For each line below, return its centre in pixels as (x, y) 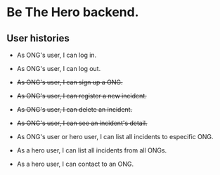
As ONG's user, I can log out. (59, 69)
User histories (38, 38)
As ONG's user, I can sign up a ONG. (70, 82)
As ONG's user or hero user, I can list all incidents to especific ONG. (115, 137)
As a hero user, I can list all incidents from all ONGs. (92, 150)
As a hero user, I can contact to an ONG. (75, 164)
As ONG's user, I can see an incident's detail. (82, 123)
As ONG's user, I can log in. (57, 55)
